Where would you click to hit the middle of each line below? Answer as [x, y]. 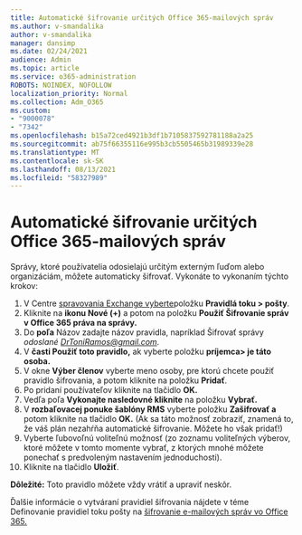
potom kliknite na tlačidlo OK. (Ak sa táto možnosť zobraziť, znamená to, [158, 419]
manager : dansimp [43, 43]
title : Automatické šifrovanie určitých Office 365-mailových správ [142, 18]
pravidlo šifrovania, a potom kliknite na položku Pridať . [125, 380]
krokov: [24, 286]
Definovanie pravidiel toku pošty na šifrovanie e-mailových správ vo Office [149, 511]
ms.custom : [31, 110]
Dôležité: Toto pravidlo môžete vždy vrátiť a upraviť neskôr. [121, 484]
